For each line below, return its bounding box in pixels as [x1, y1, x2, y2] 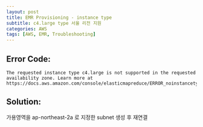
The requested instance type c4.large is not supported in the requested [6, 70, 196, 76]
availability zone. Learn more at [6, 75, 94, 81]
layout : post [6, 8, 39, 15]
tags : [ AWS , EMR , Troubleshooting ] [6, 31, 96, 37]
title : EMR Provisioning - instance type [6, 15, 112, 21]
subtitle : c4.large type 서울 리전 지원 [6, 20, 101, 26]
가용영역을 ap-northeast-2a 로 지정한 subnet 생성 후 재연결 [6, 113, 148, 121]
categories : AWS [6, 25, 47, 32]
